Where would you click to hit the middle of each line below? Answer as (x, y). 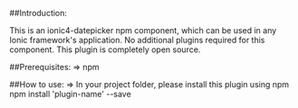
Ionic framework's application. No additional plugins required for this (137, 40)
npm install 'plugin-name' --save (70, 94)
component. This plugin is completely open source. (105, 49)
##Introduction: (38, 13)
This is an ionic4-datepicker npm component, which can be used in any (143, 30)
